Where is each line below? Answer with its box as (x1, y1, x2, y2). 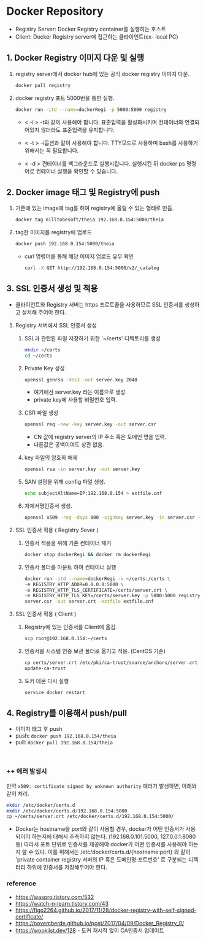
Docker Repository (6, 4, 104, 18)
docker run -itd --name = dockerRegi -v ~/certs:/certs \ (24, 575, 170, 582)
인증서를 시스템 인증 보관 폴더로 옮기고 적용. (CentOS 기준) (24, 648, 166, 654)
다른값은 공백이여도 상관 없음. (33, 441, 104, 448)
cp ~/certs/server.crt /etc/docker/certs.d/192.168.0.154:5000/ (6, 814, 174, 820)
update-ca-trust (24, 665, 66, 671)
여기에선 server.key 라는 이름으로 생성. (33, 388, 128, 396)
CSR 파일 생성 (24, 409, 59, 416)
